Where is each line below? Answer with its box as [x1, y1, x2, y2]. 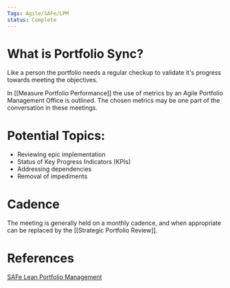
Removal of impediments [16, 172, 88, 180]
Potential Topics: [7, 128, 105, 143]
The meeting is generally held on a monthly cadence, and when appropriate [7, 219, 222, 227]
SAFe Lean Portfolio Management [7, 273, 102, 281]
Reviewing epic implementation [16, 150, 106, 158]
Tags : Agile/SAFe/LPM [7, 10, 69, 17]
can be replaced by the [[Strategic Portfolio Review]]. [7, 226, 158, 235]
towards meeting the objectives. [7, 76, 98, 84]
